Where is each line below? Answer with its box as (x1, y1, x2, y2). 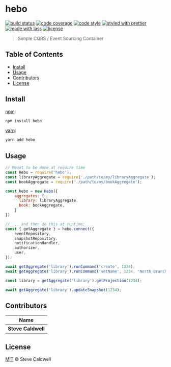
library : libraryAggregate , (18, 198, 79, 203)
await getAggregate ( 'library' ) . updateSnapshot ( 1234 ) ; (5, 287, 122, 292)
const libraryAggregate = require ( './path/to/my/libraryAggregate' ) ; (5, 174, 156, 179)
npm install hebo (5, 118, 42, 123)
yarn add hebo (5, 137, 36, 143)
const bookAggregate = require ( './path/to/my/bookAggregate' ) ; (5, 179, 142, 185)
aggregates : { (14, 193, 44, 198)
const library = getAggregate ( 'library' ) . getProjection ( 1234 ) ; (5, 278, 142, 283)
